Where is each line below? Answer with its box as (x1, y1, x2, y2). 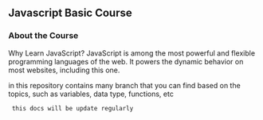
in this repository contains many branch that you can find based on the (8, 80, 241, 90)
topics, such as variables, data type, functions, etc (8, 89, 174, 99)
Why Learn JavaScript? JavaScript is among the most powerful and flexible (8, 48, 256, 58)
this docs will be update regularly (11, 104, 134, 112)
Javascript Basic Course (8, 6, 133, 20)
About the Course (8, 30, 79, 41)
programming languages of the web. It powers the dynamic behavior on (8, 56, 244, 66)
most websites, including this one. (8, 65, 120, 75)
